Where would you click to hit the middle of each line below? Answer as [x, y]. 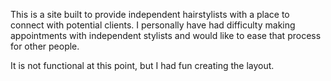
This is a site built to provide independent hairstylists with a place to [150, 14]
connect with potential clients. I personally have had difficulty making [153, 25]
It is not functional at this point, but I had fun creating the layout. [142, 65]
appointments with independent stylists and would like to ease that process [166, 35]
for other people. [45, 46]
